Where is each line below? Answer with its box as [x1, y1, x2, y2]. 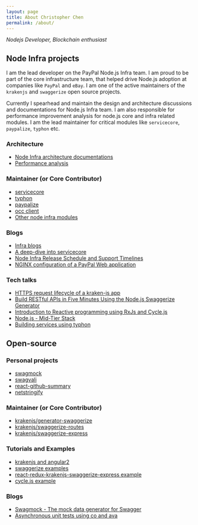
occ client [14, 207, 39, 215]
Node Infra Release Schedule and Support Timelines [14, 254, 144, 262]
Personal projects [6, 356, 58, 364]
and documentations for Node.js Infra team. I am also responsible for [6, 106, 175, 113]
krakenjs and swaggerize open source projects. [6, 88, 122, 95]
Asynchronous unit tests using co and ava [14, 512, 118, 519]
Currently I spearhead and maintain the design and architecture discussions [6, 100, 192, 107]
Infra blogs [14, 242, 42, 249]
